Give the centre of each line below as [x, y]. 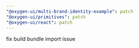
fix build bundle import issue [41, 39]
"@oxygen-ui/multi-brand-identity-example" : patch [70, 11]
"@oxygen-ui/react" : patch [39, 22]
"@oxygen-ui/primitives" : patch [46, 17]
